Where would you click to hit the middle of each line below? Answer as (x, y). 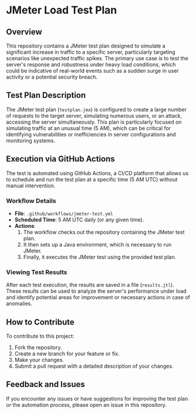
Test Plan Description (46, 95)
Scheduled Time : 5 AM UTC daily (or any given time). (79, 220)
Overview (24, 32)
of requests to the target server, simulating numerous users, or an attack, (94, 115)
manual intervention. (31, 186)
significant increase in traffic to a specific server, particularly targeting (91, 52)
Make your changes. (39, 360)
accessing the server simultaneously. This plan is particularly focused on (94, 122)
